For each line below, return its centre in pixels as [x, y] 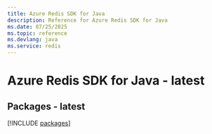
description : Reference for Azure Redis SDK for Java [88, 20]
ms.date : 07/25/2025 [38, 27]
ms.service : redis [34, 46]
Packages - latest [46, 106]
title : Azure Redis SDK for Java [56, 14]
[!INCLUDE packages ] [39, 123]
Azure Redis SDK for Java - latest [106, 81]
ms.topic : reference [38, 33]
